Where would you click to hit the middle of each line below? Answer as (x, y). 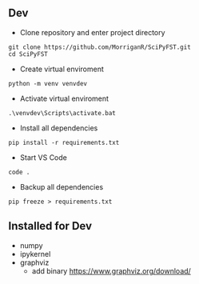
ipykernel (35, 254)
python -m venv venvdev (48, 83)
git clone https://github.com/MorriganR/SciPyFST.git (100, 47)
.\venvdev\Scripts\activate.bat (62, 113)
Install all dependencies (59, 128)
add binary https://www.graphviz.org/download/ (111, 270)
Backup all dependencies (62, 186)
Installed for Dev (50, 226)
